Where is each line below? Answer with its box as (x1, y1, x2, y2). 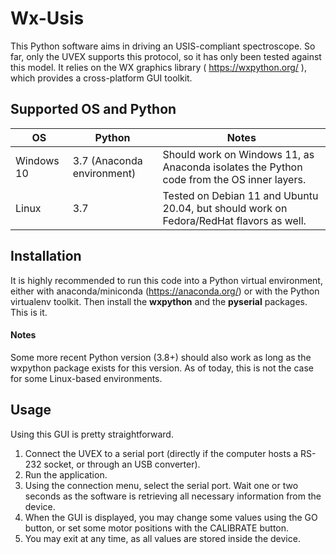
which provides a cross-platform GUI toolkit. (10, 72, 193, 84)
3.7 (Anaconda (72, 153, 143, 167)
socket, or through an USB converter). (43, 458, 201, 470)
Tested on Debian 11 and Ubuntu (162, 188, 319, 202)
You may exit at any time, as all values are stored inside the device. (24, 532, 301, 544)
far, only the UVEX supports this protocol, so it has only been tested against (10, 50, 322, 62)
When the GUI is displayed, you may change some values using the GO (24, 511, 318, 523)
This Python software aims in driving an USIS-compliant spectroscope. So (10, 40, 316, 52)
